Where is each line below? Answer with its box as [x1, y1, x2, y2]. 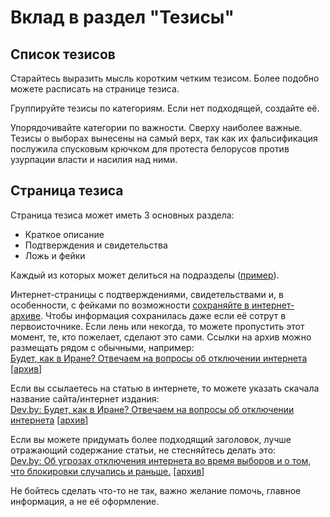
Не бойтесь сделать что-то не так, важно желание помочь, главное [10, 484, 302, 496]
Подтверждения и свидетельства [24, 239, 168, 251]
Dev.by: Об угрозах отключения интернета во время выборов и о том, [10, 454, 312, 466]
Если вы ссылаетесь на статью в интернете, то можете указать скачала [10, 382, 320, 394]
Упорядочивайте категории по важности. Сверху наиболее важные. [10, 122, 303, 133]
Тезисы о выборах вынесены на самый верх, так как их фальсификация [10, 132, 318, 144]
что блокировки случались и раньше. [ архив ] [10, 465, 205, 477]
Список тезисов [10, 46, 116, 63]
